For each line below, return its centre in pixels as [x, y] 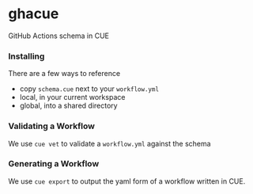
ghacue [34, 14]
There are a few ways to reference [64, 74]
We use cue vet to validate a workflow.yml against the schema [110, 143]
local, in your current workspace [72, 97]
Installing [26, 56]
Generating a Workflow [54, 164]
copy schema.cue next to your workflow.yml [89, 89]
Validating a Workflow [51, 126]
